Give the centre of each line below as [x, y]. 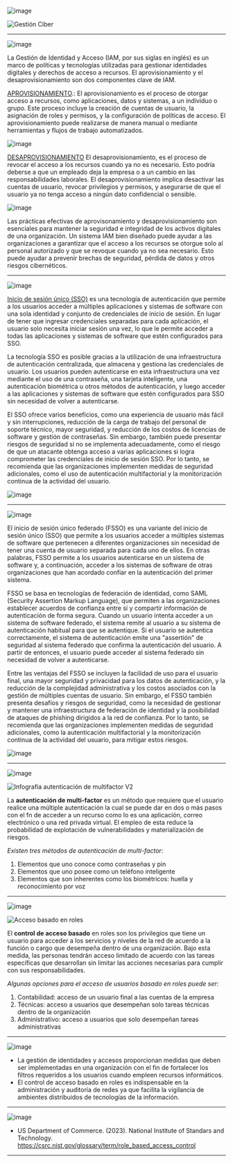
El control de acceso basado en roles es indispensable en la [103, 1082]
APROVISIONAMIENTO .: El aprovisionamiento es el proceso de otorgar [108, 93]
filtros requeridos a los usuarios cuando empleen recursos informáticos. [120, 1075]
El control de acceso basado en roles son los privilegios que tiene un [106, 933]
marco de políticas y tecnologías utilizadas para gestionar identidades [107, 65]
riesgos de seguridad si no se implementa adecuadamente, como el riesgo [114, 444]
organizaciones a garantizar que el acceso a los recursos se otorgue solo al [115, 243]
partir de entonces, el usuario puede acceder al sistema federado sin [106, 652]
